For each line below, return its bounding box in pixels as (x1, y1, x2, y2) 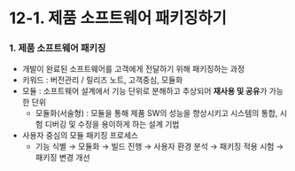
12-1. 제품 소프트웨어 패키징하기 (9, 8, 228, 28)
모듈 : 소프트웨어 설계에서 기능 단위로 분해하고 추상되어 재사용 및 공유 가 (21, 86, 268, 97)
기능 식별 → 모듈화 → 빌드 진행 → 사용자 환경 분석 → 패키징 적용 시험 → (35, 141, 284, 152)
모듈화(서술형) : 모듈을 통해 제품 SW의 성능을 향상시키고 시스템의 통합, (35, 108, 278, 119)
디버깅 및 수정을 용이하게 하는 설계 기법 (44, 119, 180, 129)
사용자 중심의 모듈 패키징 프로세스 (21, 130, 139, 141)
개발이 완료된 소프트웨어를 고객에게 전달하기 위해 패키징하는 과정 (21, 64, 245, 74)
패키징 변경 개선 (35, 152, 90, 163)
